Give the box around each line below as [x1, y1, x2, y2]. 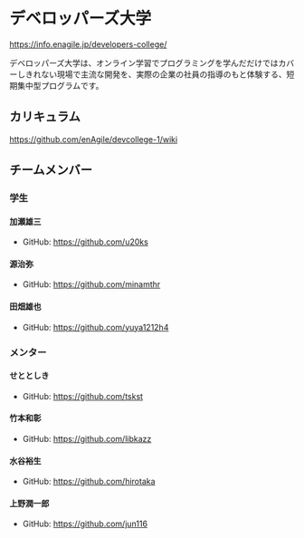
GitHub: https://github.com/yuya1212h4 [22, 322, 169, 332]
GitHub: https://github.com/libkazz [22, 434, 152, 444]
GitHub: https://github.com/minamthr [22, 279, 161, 290]
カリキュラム [9, 110, 81, 125]
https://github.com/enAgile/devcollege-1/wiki [9, 133, 178, 145]
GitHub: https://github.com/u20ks [22, 236, 149, 247]
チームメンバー [9, 162, 93, 178]
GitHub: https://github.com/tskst [22, 390, 143, 401]
